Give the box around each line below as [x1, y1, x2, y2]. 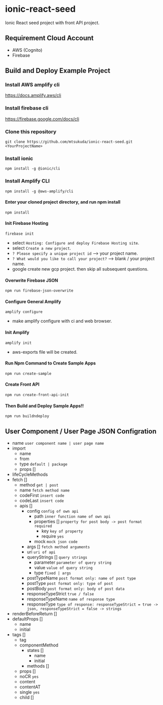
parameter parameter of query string [34, 559, 112, 565]
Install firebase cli [5, 105, 49, 112]
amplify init [5, 340, 32, 345]
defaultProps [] [12, 616, 43, 622]
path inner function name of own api [34, 513, 111, 520]
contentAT [19, 684, 41, 690]
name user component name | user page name [12, 440, 105, 446]
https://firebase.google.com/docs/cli [5, 116, 80, 122]
